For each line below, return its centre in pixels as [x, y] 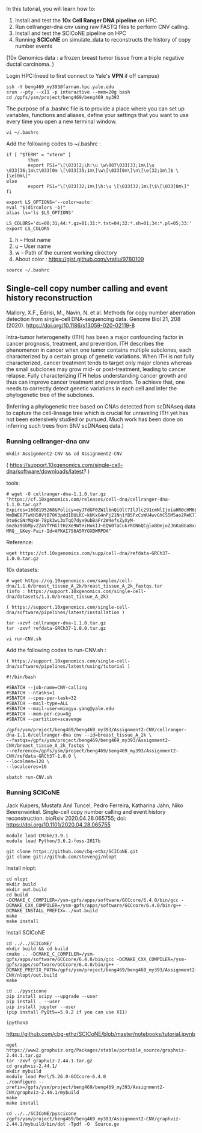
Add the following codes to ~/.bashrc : [54, 144]
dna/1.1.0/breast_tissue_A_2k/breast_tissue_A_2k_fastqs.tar [84, 586]
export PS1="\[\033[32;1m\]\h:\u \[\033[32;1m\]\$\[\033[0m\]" [109, 186]
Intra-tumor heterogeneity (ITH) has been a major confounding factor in [95, 337]
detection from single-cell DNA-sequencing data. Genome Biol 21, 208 [93, 319]
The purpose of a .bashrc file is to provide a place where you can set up [96, 109]
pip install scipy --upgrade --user [52, 997]
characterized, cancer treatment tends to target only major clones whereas [99, 363]
